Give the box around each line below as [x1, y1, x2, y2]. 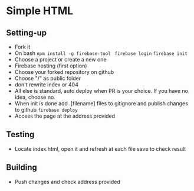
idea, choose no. [14, 93, 56, 101]
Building [6, 163, 37, 173]
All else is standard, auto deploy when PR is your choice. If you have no [14, 88, 189, 94]
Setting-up [6, 28, 47, 38]
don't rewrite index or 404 [14, 81, 78, 88]
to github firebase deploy [14, 106, 78, 113]
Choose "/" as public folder [14, 75, 81, 82]
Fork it [14, 43, 31, 50]
